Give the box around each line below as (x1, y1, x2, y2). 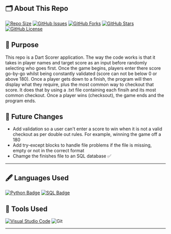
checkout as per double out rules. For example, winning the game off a (12, 131, 161, 137)
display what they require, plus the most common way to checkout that (5, 81, 154, 87)
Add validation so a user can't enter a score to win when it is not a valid (12, 126, 163, 132)
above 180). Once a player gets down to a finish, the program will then (5, 76, 153, 82)
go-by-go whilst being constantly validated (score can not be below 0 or (5, 71, 157, 77)
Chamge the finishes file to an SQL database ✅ (12, 153, 111, 159)
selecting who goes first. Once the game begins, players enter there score (5, 65, 161, 71)
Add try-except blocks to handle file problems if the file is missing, (12, 142, 152, 148)
